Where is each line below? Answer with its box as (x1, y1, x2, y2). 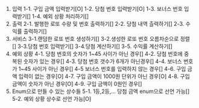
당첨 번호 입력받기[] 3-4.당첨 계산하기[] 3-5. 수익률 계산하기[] (28, 43, 173, 50)
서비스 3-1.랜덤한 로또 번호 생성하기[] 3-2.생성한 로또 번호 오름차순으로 (11, 35, 179, 42)
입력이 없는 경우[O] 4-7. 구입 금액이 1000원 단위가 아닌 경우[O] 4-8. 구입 (18, 73, 190, 80)
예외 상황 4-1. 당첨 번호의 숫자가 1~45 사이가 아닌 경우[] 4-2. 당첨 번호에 (11, 50, 183, 57)
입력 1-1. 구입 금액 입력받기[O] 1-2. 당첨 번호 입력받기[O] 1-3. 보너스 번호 (11, 5, 183, 12)
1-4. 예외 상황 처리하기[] (32, 13, 89, 20)
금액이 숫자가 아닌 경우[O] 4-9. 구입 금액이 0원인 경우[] (11, 80, 142, 87)
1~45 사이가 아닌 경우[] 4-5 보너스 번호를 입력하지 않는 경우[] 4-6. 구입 (18, 65, 186, 72)
